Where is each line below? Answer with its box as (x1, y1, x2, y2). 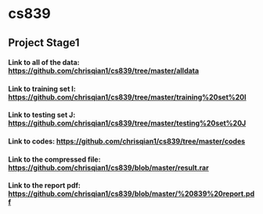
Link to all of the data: (8, 58, 80, 67)
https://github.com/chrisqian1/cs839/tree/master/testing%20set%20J (8, 118, 247, 128)
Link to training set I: (8, 84, 76, 93)
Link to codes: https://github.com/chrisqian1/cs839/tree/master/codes (8, 136, 246, 146)
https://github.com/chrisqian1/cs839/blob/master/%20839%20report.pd (8, 189, 255, 198)
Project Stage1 (8, 36, 80, 49)
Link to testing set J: (8, 111, 76, 120)
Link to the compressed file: (8, 154, 101, 164)
